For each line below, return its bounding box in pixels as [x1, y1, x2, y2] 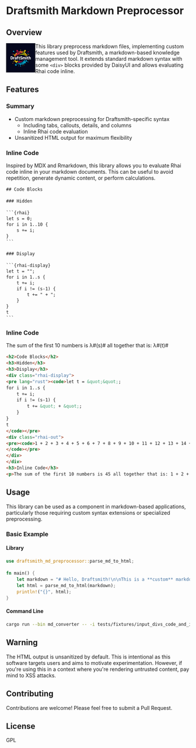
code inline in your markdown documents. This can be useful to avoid [6, 168, 173, 175]
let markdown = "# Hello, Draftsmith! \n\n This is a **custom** [16, 577, 174, 582]
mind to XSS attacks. [6, 671, 57, 679]
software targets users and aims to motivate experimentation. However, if [6, 659, 183, 666]
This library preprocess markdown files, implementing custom [35, 43, 184, 50]
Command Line [6, 608, 44, 615]
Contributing [6, 689, 54, 699]
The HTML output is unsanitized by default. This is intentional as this [6, 653, 171, 660]
